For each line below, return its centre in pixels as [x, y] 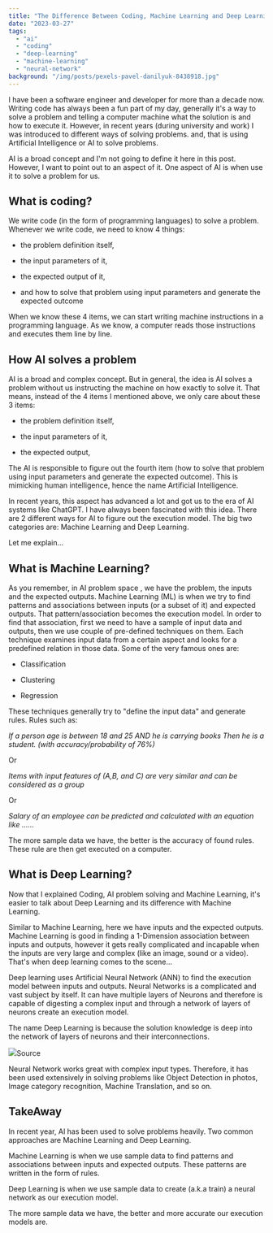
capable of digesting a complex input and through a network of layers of [130, 1003]
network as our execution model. [64, 1197]
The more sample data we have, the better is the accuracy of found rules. [131, 840]
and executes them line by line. [60, 334]
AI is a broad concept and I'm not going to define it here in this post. [122, 158]
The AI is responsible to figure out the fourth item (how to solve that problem [136, 468]
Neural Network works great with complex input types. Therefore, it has [129, 1069]
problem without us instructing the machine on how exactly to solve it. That [134, 388]
